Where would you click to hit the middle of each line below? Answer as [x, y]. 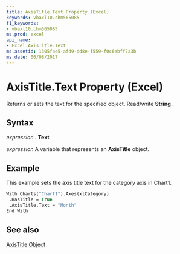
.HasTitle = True [31, 200]
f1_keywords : [23, 23]
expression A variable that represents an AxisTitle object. [78, 149]
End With [17, 211]
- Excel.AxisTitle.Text [36, 46]
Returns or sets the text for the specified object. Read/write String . [90, 104]
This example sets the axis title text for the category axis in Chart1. [89, 183]
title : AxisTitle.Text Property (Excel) [58, 12]
